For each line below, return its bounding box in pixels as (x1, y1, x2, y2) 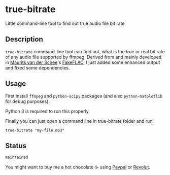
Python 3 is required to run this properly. (5, 108, 90, 114)
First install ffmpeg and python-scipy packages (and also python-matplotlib (5, 93, 163, 99)
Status (5, 141, 27, 150)
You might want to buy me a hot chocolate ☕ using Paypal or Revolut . (5, 164, 151, 170)
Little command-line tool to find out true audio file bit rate (5, 20, 125, 26)
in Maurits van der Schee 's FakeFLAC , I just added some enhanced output (5, 59, 160, 65)
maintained (5, 155, 28, 160)
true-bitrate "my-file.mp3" (5, 128, 65, 133)
